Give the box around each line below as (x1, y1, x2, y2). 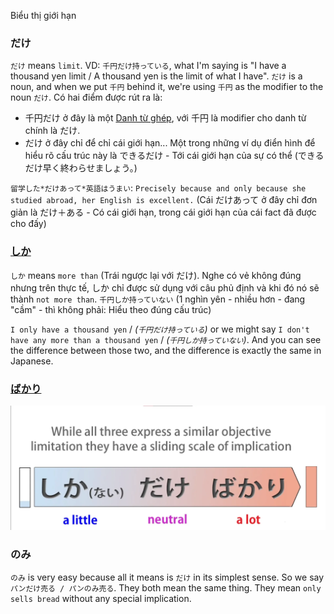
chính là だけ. (24, 125, 81, 137)
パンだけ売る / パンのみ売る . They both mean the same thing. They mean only (10, 581, 322, 594)
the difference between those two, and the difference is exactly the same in (10, 344, 322, 356)
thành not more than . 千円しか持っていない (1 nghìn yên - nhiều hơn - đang (10, 293, 306, 305)
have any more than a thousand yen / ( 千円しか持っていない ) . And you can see (10, 333, 322, 345)
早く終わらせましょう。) (42, 162, 138, 174)
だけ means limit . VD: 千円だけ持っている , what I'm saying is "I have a (10, 60, 287, 72)
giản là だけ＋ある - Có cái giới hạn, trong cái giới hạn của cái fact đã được (10, 206, 317, 219)
